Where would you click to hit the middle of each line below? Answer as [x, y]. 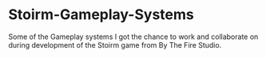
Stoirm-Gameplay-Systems [101, 15]
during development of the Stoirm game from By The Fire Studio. [115, 44]
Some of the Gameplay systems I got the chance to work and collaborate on [133, 37]
